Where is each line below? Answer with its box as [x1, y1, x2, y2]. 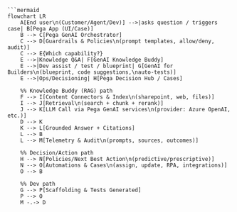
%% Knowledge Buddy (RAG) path [20, 87, 113, 94]
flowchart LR [7, 13, 46, 20]
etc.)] [7, 112, 27, 119]
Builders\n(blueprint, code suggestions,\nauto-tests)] [7, 69, 177, 76]
